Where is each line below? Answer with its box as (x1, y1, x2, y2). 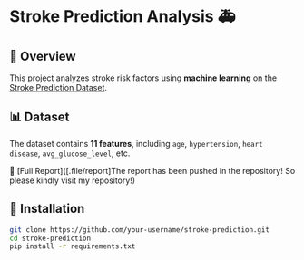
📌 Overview (9, 48, 76, 63)
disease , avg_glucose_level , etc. (9, 148, 131, 159)
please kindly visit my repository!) (9, 175, 136, 186)
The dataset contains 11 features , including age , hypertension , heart (9, 138, 263, 149)
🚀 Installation (9, 201, 85, 217)
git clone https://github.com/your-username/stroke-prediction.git (9, 225, 270, 235)
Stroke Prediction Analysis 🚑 (9, 6, 236, 27)
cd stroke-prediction (9, 234, 92, 243)
